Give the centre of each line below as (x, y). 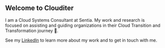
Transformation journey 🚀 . (32, 30)
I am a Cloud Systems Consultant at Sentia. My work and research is (75, 20)
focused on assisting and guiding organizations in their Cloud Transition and (83, 25)
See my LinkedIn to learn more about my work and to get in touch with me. (81, 40)
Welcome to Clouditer (39, 8)
